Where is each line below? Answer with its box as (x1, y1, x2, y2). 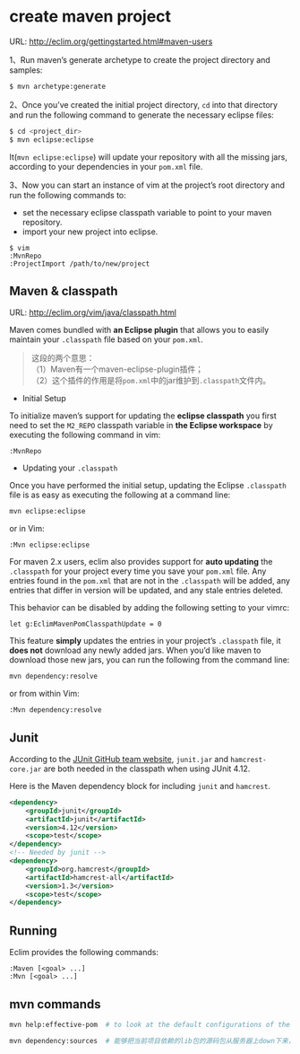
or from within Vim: (9, 689, 81, 699)
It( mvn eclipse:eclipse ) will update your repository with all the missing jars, (9, 151, 288, 162)
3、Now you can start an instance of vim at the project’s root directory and (9, 180, 285, 190)
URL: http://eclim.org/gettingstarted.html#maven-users (9, 36, 213, 47)
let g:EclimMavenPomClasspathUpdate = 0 (9, 619, 163, 629)
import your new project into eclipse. (21, 226, 159, 237)
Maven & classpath (9, 283, 118, 298)
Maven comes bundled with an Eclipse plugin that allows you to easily (9, 325, 270, 336)
